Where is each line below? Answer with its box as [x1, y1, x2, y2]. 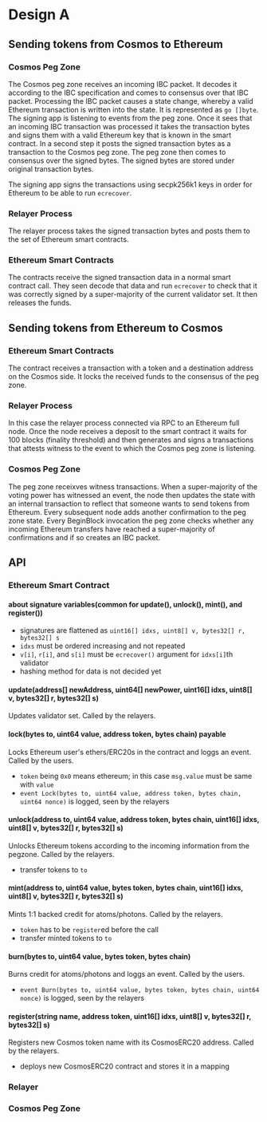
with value [19, 780, 54, 789]
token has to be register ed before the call [19, 925, 159, 934]
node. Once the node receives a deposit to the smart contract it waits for [8, 427, 247, 437]
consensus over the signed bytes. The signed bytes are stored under [8, 156, 235, 165]
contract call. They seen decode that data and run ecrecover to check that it [8, 281, 257, 290]
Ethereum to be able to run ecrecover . [8, 188, 132, 197]
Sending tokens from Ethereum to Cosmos [8, 321, 223, 334]
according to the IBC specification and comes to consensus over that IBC [8, 88, 249, 97]
